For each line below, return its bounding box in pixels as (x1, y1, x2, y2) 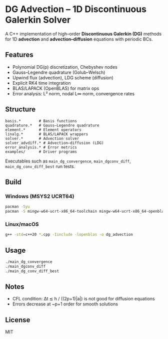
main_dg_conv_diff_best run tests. (5, 163, 75, 169)
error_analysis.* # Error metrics (5, 144, 77, 150)
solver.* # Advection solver (5, 136, 79, 141)
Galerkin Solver (5, 14, 71, 26)
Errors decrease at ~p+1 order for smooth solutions (12, 301, 118, 307)
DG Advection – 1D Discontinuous (5, 4, 146, 15)
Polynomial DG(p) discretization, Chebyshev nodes (12, 64, 117, 70)
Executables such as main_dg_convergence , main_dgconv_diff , (5, 158, 131, 164)
